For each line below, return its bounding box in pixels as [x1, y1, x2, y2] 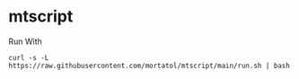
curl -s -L [8, 53, 49, 62]
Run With [8, 36, 42, 47]
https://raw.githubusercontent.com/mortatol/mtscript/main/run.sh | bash [8, 61, 291, 70]
